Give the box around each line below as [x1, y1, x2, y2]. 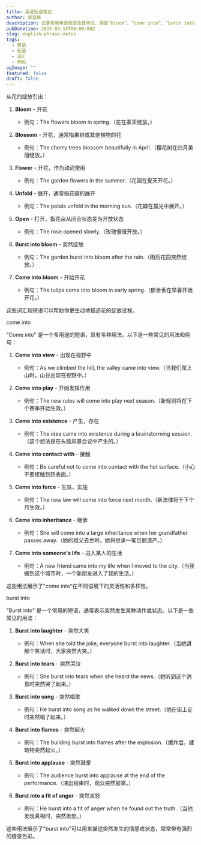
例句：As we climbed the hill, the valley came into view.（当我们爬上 [23, 364, 193, 371]
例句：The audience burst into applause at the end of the [23, 772, 165, 779]
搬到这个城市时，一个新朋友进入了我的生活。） [23, 570, 137, 577]
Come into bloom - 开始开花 [14, 274, 85, 281]
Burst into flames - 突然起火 [14, 726, 85, 733]
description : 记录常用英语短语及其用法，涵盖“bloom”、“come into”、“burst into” [6, 20, 198, 26]
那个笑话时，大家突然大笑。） [23, 648, 95, 655]
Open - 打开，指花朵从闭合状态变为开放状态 [14, 215, 124, 223]
